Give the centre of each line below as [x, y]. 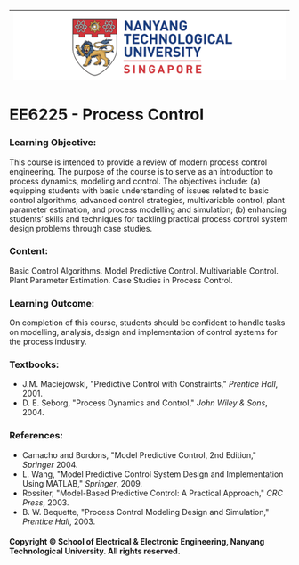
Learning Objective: [53, 143]
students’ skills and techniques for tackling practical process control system [149, 218]
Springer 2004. [50, 464]
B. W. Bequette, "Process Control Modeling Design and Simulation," [145, 512]
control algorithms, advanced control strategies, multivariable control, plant [147, 200]
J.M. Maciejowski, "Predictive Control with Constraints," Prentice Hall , [150, 384]
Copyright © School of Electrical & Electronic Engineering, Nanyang [137, 542]
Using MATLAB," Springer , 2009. [82, 483]
